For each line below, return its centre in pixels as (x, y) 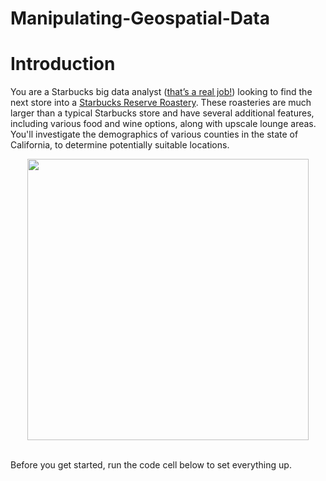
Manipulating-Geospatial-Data (140, 18)
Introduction (63, 64)
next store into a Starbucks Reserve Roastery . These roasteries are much (161, 103)
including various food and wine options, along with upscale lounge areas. (163, 124)
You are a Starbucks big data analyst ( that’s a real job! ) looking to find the (161, 92)
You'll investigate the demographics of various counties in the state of (154, 134)
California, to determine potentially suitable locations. (120, 145)
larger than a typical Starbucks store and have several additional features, (162, 113)
